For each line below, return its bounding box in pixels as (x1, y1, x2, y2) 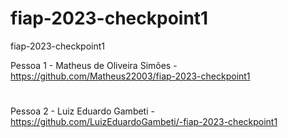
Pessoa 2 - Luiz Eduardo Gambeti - (10, 105, 155, 117)
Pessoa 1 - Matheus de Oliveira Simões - (10, 59, 178, 71)
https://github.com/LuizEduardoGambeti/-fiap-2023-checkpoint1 (10, 116, 278, 128)
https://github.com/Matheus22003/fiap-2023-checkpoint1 (10, 70, 251, 82)
